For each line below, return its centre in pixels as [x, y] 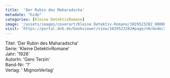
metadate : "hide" [24, 15]
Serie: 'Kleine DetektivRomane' [37, 49]
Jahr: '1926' [18, 54]
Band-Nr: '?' [18, 65]
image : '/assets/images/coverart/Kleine [49, 24]
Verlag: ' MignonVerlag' [30, 70]
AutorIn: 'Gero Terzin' [28, 59]
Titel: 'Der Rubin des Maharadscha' [42, 43]
